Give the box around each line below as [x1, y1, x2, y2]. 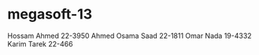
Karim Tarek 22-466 [7, 39, 73, 48]
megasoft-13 [7, 5, 93, 23]
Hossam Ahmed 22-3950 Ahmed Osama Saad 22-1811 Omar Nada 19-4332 [7, 31, 253, 40]
